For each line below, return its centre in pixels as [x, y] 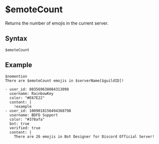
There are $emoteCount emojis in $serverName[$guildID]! [65, 81]
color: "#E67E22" [27, 98]
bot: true [19, 124]
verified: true [25, 128]
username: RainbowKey [32, 93]
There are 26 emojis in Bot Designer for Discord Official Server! [84, 137]
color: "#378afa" [27, 119]
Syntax [16, 39]
